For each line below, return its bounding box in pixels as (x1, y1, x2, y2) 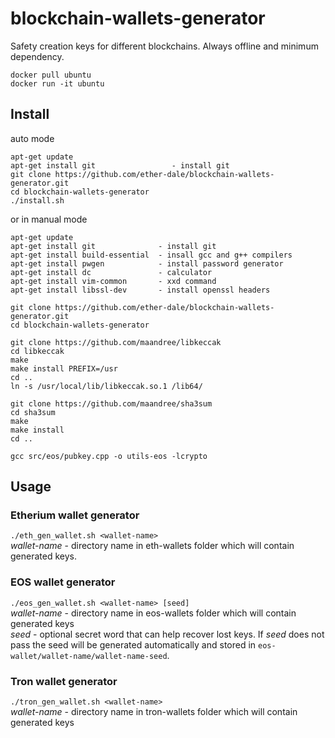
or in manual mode (10, 213, 88, 225)
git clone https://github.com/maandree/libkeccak (10, 337, 222, 347)
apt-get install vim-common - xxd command (10, 276, 217, 286)
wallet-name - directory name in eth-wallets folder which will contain (10, 540, 295, 552)
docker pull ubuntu (10, 70, 92, 80)
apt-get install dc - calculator (10, 267, 213, 277)
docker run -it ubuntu (10, 78, 105, 89)
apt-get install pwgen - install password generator (10, 258, 284, 269)
